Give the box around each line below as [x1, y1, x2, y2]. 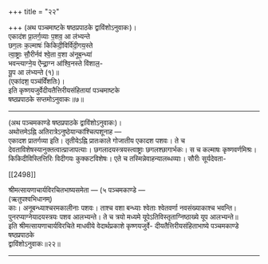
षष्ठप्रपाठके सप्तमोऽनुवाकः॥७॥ [8, 95, 85, 104]
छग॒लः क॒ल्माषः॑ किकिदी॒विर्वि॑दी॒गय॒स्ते [8, 41, 93, 50]
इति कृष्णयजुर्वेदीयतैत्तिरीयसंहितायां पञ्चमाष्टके [8, 85, 120, 95]
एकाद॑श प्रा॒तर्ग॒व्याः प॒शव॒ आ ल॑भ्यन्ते [8, 32, 90, 41]
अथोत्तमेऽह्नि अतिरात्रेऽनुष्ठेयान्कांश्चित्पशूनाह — [8, 127, 122, 136]
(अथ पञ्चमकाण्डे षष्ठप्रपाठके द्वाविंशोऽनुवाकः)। [8, 118, 122, 127]
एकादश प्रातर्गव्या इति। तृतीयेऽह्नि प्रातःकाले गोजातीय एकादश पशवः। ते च [8, 136, 186, 145]
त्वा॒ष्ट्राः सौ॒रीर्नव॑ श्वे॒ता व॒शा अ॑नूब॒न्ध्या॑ [8, 49, 93, 59]
